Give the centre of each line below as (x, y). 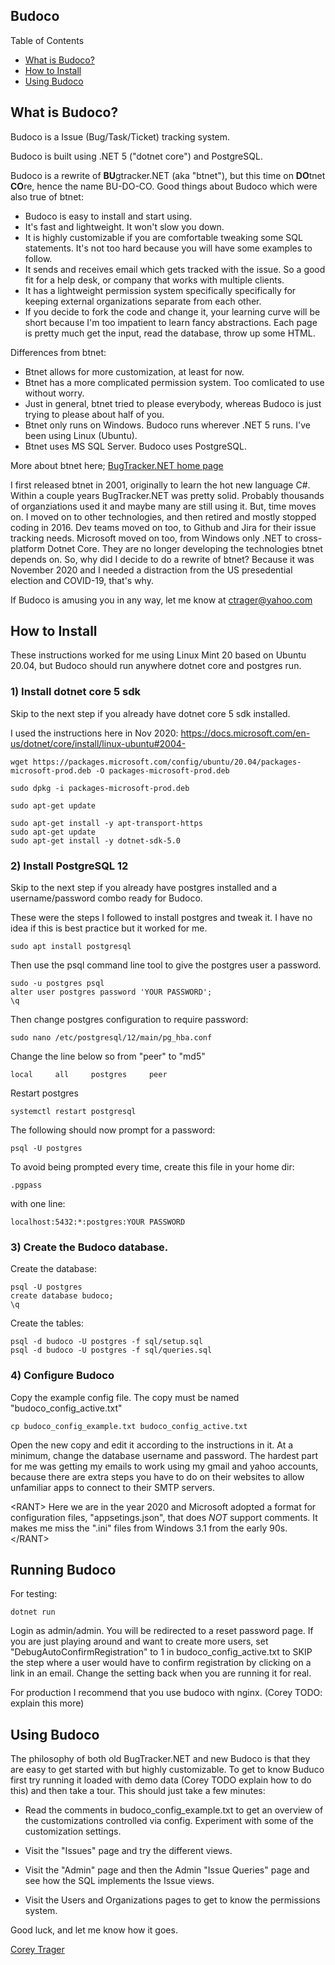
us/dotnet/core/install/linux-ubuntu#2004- (98, 743)
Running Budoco (63, 1570)
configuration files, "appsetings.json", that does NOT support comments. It (164, 1517)
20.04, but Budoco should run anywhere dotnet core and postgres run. (156, 666)
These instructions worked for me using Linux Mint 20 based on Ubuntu (158, 655)
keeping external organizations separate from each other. (143, 301)
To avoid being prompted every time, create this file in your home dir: (152, 1167)
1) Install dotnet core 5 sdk (76, 692)
